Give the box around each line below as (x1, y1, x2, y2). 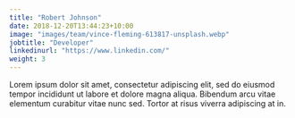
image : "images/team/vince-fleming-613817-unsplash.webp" (9, 29, 230, 38)
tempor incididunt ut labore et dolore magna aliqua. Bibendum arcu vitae (9, 88, 276, 99)
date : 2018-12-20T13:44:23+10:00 (9, 21, 134, 30)
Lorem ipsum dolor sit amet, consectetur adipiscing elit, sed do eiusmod (9, 80, 275, 89)
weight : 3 (9, 55, 46, 63)
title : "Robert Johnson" (9, 13, 102, 22)
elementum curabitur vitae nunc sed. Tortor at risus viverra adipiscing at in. (9, 98, 286, 108)
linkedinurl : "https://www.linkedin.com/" (9, 46, 170, 55)
